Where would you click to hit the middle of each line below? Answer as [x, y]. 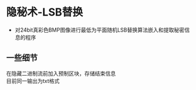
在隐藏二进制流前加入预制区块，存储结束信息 [61, 73]
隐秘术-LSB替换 [45, 12]
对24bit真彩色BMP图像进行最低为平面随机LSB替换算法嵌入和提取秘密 [99, 30]
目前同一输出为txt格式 [33, 80]
